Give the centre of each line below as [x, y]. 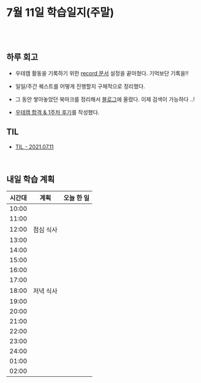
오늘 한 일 [77, 198]
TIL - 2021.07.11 [34, 146]
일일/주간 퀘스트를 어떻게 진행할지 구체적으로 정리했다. [80, 86]
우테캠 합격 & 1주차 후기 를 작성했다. [57, 112]
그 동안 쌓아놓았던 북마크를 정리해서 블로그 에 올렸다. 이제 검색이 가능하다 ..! [105, 99]
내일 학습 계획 [31, 179]
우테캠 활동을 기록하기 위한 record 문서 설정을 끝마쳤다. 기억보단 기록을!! [102, 73]
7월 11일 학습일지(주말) [60, 13]
